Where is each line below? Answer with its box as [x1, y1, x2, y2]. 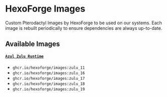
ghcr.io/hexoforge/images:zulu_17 [12, 76, 85, 81]
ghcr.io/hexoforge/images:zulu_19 [12, 86, 85, 91]
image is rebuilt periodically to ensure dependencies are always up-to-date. [5, 25, 162, 31]
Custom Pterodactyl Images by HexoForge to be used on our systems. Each [5, 20, 162, 26]
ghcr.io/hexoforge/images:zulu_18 [12, 81, 85, 86]
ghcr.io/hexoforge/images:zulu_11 [12, 65, 85, 70]
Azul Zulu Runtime [5, 54, 44, 59]
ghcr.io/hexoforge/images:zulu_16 [12, 70, 85, 76]
